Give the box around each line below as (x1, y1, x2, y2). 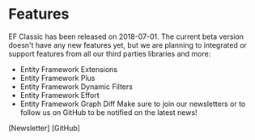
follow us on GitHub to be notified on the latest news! (19, 107, 198, 117)
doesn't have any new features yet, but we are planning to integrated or (8, 40, 247, 49)
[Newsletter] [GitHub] (8, 123, 81, 133)
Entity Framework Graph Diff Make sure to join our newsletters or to (19, 99, 246, 108)
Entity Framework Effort (19, 90, 100, 100)
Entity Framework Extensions (19, 64, 118, 74)
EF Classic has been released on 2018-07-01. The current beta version (8, 32, 244, 41)
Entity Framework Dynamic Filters (19, 82, 134, 91)
